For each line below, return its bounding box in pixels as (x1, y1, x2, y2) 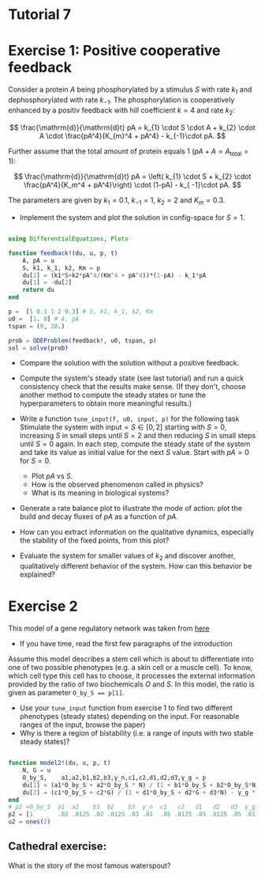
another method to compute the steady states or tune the (19, 390, 207, 400)
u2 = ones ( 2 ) (8, 818, 51, 826)
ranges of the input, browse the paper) (19, 720, 146, 729)
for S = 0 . (19, 456, 51, 466)
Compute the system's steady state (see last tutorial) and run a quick (19, 373, 244, 383)
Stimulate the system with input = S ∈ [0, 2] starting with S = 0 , (19, 422, 227, 432)
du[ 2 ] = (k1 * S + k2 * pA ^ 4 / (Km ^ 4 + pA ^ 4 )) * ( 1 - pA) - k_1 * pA (22, 271, 207, 279)
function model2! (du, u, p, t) (8, 759, 111, 767)
